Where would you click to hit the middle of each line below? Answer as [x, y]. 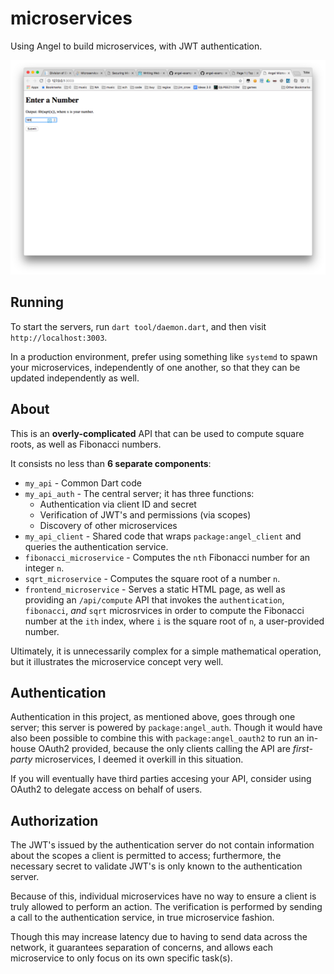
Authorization [54, 820]
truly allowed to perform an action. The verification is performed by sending [166, 907]
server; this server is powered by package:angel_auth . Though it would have [166, 728]
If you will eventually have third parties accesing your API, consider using [161, 779]
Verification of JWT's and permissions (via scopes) [145, 514]
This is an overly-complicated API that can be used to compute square [157, 433]
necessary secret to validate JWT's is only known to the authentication [156, 866]
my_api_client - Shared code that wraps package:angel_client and [163, 536]
